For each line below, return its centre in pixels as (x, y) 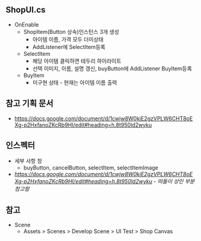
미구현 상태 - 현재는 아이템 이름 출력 (75, 82)
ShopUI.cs (26, 10)
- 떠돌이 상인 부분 (174, 182)
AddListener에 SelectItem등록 (69, 47)
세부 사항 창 (28, 161)
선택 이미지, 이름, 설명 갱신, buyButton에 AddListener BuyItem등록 (112, 68)
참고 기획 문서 (30, 103)
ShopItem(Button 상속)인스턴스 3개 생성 (71, 31)
